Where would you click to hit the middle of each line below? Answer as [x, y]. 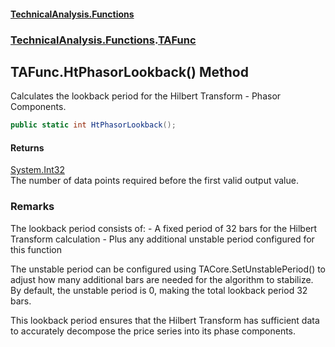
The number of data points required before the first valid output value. [154, 181]
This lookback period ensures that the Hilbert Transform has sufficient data [165, 320]
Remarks [32, 207]
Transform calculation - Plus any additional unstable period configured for [162, 239]
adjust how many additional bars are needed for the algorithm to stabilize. [162, 279]
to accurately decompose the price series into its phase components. [153, 331]
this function [36, 249]
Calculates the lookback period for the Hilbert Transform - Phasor [146, 96]
